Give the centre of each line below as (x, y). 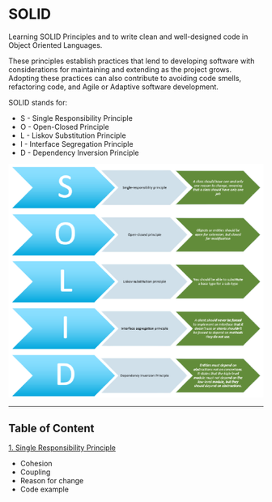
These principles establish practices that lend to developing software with (132, 61)
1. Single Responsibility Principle (62, 448)
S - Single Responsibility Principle (76, 118)
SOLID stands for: (38, 102)
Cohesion (36, 464)
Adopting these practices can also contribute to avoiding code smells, (125, 78)
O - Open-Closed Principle (64, 127)
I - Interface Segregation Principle (76, 144)
